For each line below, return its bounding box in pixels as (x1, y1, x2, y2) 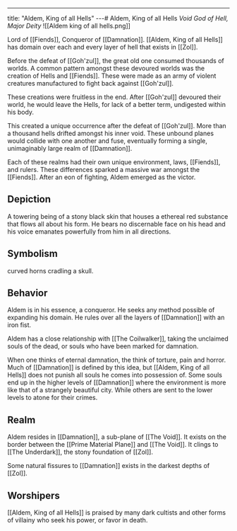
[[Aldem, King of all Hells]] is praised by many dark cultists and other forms (7, 508, 226, 517)
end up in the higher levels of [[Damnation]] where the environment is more (7, 378, 226, 387)
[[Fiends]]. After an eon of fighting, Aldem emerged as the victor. (7, 173, 196, 181)
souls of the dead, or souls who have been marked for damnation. (7, 342, 199, 350)
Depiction (7, 193, 51, 205)
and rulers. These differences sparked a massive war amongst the (7, 166, 200, 173)
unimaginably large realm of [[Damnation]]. (7, 144, 133, 152)
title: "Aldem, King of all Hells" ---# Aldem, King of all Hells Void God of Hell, (7, 14, 229, 22)
